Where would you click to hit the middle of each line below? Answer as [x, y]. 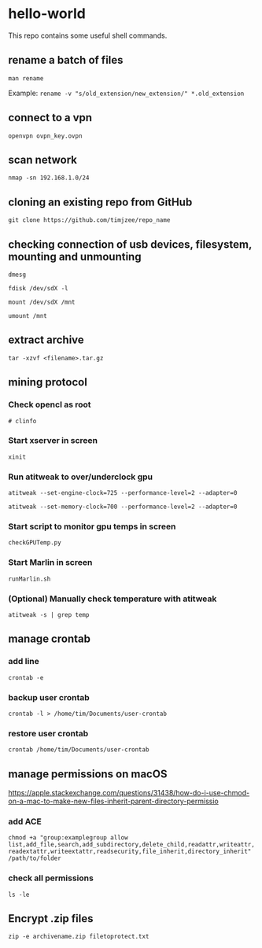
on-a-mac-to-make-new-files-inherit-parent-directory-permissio [113, 801]
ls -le [19, 895]
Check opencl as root [50, 404]
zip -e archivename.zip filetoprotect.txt [79, 937]
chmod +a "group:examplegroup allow [68, 838]
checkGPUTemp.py [35, 543]
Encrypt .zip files [51, 918]
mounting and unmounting [75, 256]
